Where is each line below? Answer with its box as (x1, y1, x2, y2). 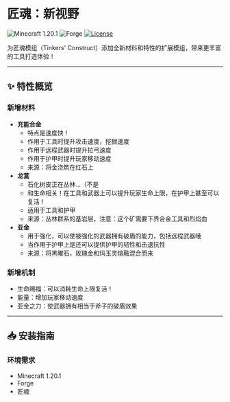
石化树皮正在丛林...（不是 (27, 180, 99, 188)
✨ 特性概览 (7, 80, 53, 93)
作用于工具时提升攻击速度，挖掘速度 (27, 137, 130, 145)
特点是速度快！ (27, 129, 70, 137)
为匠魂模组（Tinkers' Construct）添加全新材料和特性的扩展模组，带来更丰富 (7, 43, 222, 52)
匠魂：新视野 (7, 6, 80, 22)
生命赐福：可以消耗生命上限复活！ (16, 284, 114, 293)
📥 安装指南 (7, 331, 55, 342)
